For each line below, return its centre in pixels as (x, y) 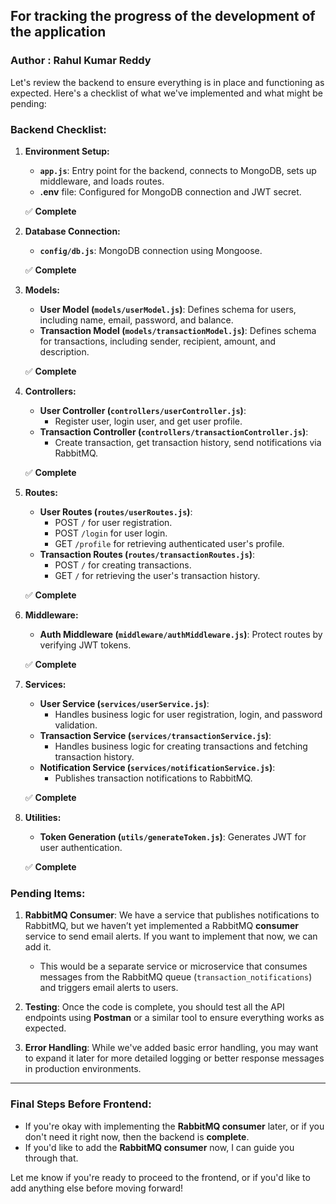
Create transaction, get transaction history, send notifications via (188, 442)
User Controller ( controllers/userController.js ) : (143, 410)
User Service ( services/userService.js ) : (124, 703)
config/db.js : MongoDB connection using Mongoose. (151, 250)
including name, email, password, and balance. (136, 320)
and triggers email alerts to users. (109, 988)
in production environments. (83, 1069)
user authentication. (81, 847)
